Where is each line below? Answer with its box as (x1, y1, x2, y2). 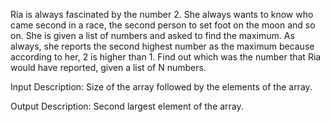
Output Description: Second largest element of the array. (10, 100, 244, 112)
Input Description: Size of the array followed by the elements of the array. (10, 81, 313, 93)
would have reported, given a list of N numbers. (10, 62, 207, 73)
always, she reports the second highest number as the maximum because (10, 40, 315, 52)
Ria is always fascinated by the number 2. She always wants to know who (10, 9, 314, 20)
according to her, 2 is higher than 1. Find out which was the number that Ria (10, 51, 322, 63)
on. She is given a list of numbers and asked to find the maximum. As (10, 30, 295, 41)
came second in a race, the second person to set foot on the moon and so (10, 19, 316, 31)
